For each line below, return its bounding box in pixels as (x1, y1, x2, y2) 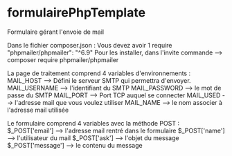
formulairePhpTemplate (7, 5, 146, 21)
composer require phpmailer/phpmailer (7, 55, 119, 64)
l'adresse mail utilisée (7, 106, 69, 114)
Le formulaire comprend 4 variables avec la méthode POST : (7, 119, 180, 127)
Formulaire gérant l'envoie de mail (7, 28, 105, 36)
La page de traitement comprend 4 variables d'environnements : (7, 69, 191, 77)
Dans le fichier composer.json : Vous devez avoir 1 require (7, 41, 172, 49)
